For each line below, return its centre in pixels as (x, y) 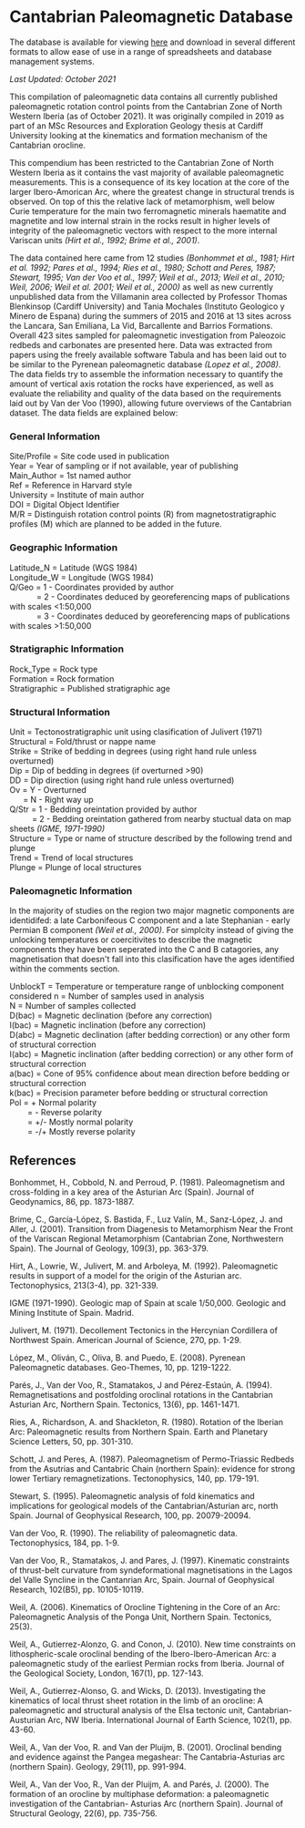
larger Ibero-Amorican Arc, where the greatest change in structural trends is (152, 191)
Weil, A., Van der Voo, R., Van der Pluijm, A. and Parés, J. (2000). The (139, 1784)
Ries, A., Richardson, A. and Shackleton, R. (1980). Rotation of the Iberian (147, 1422)
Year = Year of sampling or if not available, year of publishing (124, 466)
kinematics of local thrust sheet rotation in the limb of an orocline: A (137, 1700)
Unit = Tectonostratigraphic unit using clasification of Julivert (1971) (136, 732)
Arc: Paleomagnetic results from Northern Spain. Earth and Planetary (139, 1432)
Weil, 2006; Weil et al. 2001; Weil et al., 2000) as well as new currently (142, 287)
